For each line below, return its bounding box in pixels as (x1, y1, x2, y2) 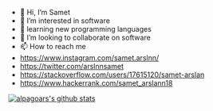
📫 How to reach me (19, 42, 86, 51)
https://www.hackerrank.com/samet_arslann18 (19, 78, 173, 87)
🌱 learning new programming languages (19, 25, 152, 33)
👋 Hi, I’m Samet (19, 8, 70, 17)
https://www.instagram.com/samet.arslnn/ (19, 53, 160, 63)
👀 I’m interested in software (19, 16, 110, 25)
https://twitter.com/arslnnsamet (19, 62, 124, 71)
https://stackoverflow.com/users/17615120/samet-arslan (19, 70, 205, 79)
